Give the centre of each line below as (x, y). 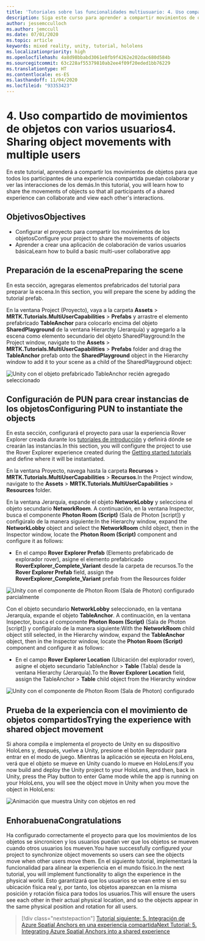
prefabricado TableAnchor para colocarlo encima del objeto (82, 323)
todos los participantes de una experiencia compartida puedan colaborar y (100, 178)
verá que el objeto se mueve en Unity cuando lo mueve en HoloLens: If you (100, 763)
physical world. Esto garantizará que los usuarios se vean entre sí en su (96, 881)
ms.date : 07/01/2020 (33, 35)
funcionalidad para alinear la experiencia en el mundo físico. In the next (95, 867)
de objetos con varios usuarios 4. (91, 129)
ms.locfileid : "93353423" (39, 86)
